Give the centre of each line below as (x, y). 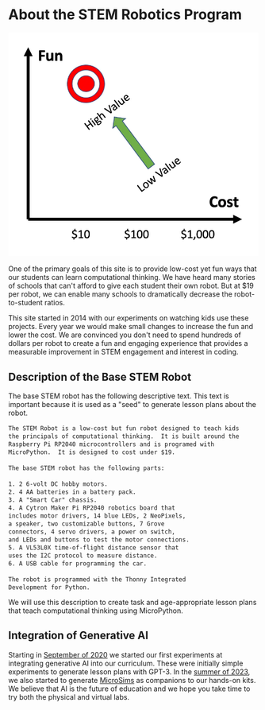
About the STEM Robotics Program (125, 15)
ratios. (55, 303)
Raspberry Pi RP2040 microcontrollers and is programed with (111, 444)
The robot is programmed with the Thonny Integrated (97, 580)
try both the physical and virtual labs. (69, 696)
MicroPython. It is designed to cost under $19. (92, 452)
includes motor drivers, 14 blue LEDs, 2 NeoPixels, (97, 516)
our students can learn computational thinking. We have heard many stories (132, 277)
